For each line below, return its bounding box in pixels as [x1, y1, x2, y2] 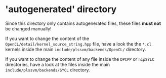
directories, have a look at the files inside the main [5, 61, 110, 67]
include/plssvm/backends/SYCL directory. [5, 67, 90, 73]
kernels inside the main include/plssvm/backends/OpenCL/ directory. [5, 46, 146, 52]
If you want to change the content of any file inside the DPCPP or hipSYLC [5, 56, 154, 62]
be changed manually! [5, 25, 52, 31]
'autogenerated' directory [5, 4, 117, 15]
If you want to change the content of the [5, 35, 90, 42]
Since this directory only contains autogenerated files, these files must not [5, 20, 161, 26]
